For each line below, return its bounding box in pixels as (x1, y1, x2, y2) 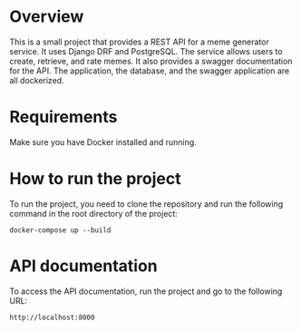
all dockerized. (9, 74, 65, 85)
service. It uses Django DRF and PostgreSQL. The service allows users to (9, 45, 283, 56)
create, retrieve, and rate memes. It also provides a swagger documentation (9, 55, 293, 66)
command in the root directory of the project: (9, 208, 179, 219)
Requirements (9, 107, 118, 128)
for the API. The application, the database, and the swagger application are (9, 65, 290, 76)
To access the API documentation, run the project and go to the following (9, 286, 283, 297)
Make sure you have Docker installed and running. (9, 136, 197, 147)
